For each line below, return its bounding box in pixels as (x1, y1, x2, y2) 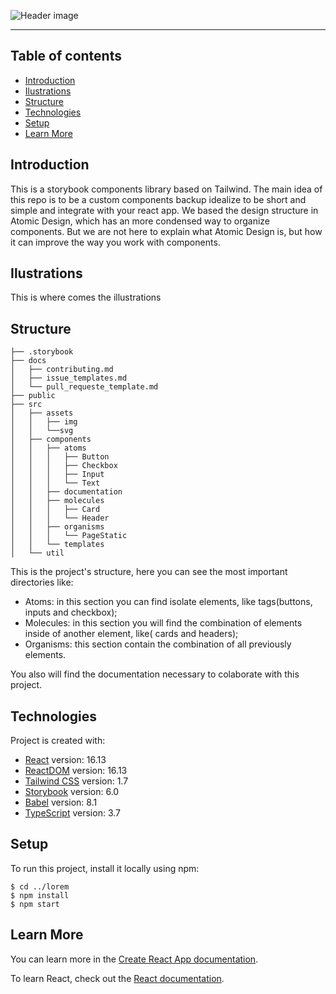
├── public (10, 391, 56, 401)
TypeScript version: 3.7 (24, 807, 121, 819)
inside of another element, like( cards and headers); (24, 628, 239, 640)
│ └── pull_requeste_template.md (10, 382, 159, 392)
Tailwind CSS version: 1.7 (24, 775, 129, 787)
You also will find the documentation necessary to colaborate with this (10, 668, 300, 680)
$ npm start (10, 899, 60, 909)
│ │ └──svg (10, 426, 74, 436)
